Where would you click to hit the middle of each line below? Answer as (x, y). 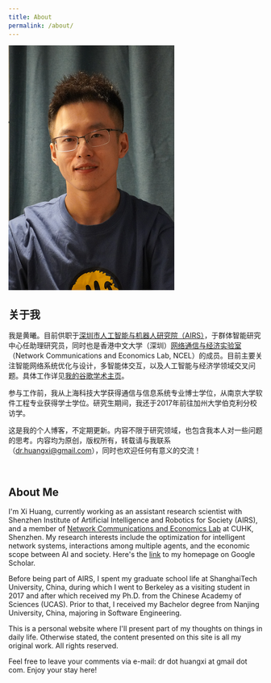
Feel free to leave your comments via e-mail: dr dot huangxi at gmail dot (128, 661)
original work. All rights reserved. (63, 646)
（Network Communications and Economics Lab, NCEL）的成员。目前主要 (132, 356)
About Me (33, 492)
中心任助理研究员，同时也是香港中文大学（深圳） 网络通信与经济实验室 (125, 346)
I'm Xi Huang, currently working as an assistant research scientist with (125, 512)
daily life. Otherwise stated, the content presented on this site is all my (125, 637)
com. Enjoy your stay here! (53, 670)
